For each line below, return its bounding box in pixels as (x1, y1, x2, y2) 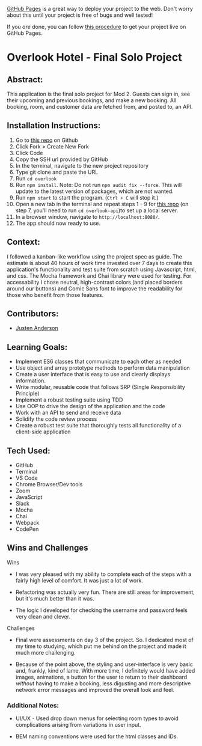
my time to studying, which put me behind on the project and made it (15, 643, 187, 650)
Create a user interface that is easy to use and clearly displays (15, 371, 171, 378)
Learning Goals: (7, 342, 68, 352)
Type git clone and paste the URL (15, 168, 99, 176)
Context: (7, 237, 41, 247)
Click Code (15, 149, 43, 156)
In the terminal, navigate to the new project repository (15, 162, 149, 169)
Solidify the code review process (15, 415, 97, 423)
